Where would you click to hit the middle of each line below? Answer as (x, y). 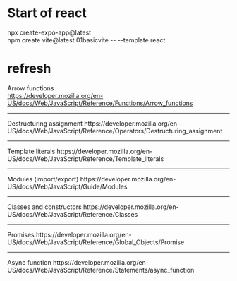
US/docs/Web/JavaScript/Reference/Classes (73, 214)
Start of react (47, 13)
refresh (29, 69)
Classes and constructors (45, 207)
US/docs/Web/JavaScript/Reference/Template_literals (86, 159)
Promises (21, 234)
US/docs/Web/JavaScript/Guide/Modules (67, 186)
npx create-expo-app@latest (49, 32)
